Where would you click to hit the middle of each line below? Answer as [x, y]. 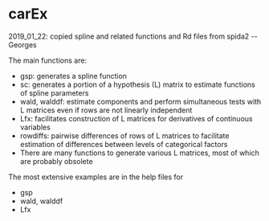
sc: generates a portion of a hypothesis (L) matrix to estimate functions [137, 84]
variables [35, 127]
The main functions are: [47, 60]
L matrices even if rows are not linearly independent [106, 110]
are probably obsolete [57, 161]
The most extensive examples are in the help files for [96, 177]
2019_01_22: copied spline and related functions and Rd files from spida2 [129, 36]
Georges [23, 44]
